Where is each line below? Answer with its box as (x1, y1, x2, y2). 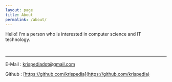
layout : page (5, 7, 33, 13)
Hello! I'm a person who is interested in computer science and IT (5, 31, 142, 37)
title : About (5, 12, 33, 17)
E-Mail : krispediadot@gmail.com (5, 61, 75, 67)
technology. (5, 36, 31, 43)
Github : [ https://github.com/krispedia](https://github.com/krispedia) (5, 71, 150, 77)
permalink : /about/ (5, 17, 47, 22)
